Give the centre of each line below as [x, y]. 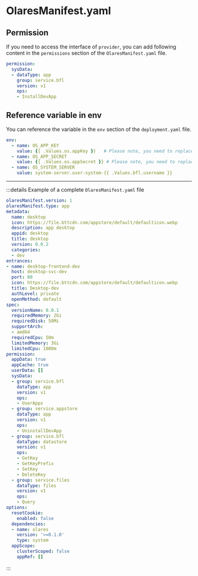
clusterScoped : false [43, 552]
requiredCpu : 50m [33, 337]
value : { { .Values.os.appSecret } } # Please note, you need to [96, 162]
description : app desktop [43, 228]
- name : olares [30, 529]
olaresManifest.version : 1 [39, 201]
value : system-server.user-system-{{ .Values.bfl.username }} [95, 173]
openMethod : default [37, 299]
